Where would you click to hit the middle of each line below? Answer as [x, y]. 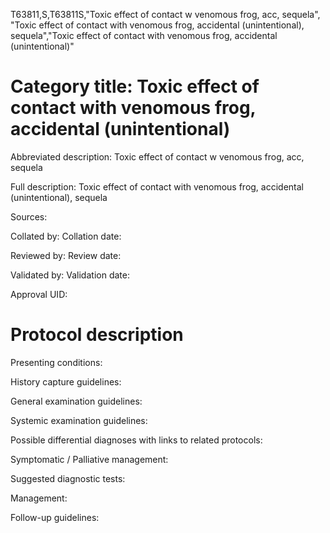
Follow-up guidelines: [55, 517]
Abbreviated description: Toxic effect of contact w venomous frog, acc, [157, 156]
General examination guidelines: [76, 401]
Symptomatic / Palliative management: [89, 459]
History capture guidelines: [66, 381]
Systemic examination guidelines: [79, 420]
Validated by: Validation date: [70, 275]
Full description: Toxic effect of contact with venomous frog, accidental [157, 186]
